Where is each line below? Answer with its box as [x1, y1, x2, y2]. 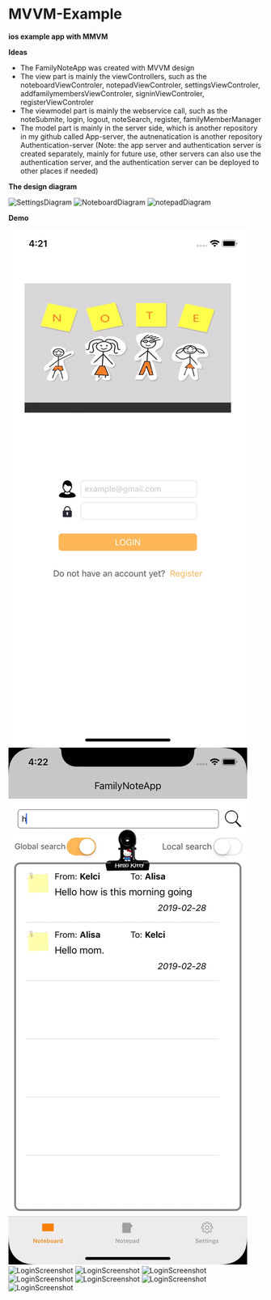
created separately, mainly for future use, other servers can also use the [19, 149, 261, 158]
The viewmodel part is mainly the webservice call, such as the [19, 106, 228, 116]
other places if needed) [19, 166, 99, 175]
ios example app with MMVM [8, 32, 108, 41]
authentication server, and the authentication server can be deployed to [19, 157, 260, 167]
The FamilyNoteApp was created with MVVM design [19, 62, 195, 73]
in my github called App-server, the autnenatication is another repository [19, 131, 263, 141]
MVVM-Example [8, 5, 123, 23]
